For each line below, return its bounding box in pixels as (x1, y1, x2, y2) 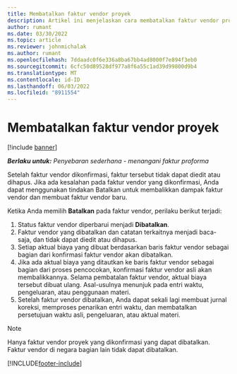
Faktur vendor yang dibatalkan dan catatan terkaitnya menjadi (17, 228, 198, 237)
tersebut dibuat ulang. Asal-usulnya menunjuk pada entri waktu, (17, 281, 205, 289)
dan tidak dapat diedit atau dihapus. (32, 235, 138, 244)
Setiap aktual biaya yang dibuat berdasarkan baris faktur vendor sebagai (17, 243, 229, 252)
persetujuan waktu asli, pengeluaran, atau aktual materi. (17, 310, 181, 319)
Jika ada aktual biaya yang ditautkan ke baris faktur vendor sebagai (17, 258, 214, 267)
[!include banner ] (7, 143, 58, 152)
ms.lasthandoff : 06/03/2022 (7, 83, 90, 90)
